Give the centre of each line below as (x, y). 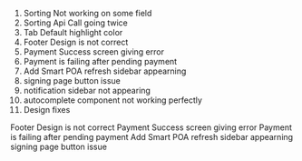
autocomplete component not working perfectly (113, 100)
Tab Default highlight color (73, 32)
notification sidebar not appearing (87, 91)
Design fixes (47, 110)
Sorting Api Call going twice (75, 23)
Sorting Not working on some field (88, 13)
